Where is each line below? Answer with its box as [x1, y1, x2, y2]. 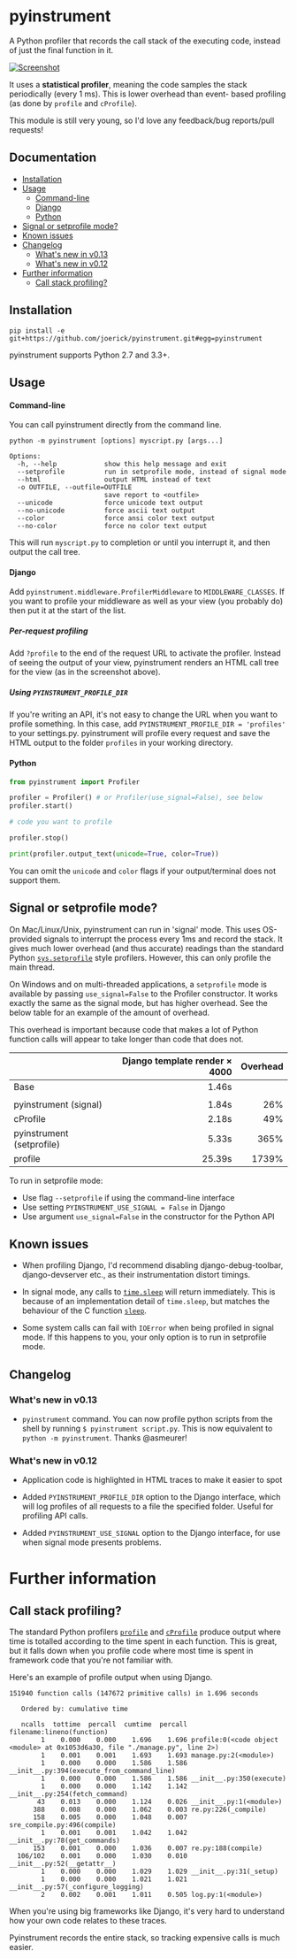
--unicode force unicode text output [17, 498, 203, 508]
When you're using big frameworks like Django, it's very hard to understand [9, 1906, 286, 1917]
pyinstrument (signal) [13, 1098, 103, 1110]
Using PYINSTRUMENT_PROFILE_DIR [9, 687, 128, 697]
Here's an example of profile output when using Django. [9, 1672, 213, 1683]
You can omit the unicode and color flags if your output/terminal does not [9, 865, 277, 876]
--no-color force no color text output [17, 522, 208, 531]
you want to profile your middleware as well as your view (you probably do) [9, 595, 284, 607]
